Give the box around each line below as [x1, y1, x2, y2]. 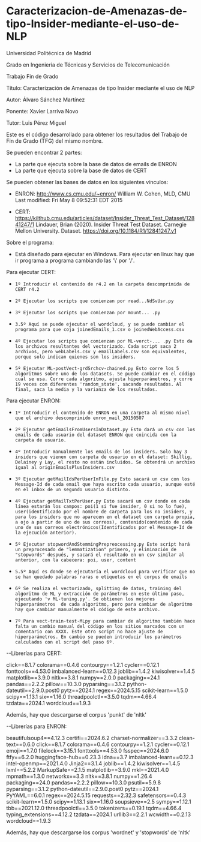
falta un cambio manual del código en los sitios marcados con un [14, 623, 185, 629]
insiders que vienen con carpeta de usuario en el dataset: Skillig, [14, 454, 193, 460]
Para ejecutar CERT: [6, 268, 56, 275]
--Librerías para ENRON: [6, 723, 67, 730]
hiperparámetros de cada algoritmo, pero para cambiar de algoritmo [14, 601, 193, 607]
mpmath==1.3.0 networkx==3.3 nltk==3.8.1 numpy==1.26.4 [6, 772, 152, 780]
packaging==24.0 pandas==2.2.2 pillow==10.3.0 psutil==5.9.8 [6, 778, 161, 786]
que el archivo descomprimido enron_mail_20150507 [14, 415, 145, 421]
